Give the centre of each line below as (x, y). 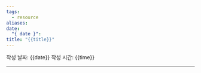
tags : (13, 12)
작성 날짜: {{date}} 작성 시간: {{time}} (50, 57)
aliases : (17, 23)
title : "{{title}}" (31, 39)
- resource (25, 17)
